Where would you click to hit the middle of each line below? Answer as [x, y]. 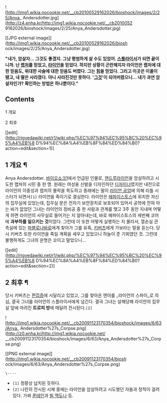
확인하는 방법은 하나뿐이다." [51, 83]
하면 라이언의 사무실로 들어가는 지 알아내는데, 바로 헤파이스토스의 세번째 [80, 215]
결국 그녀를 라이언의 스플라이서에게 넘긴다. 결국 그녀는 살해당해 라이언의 [81, 302]
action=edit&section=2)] [30, 266]
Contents [20, 100]
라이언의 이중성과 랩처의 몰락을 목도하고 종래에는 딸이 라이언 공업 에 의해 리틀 [80, 190]
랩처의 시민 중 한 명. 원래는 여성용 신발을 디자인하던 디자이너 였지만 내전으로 [87, 184]
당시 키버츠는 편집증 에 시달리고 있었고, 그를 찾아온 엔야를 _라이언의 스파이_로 [80, 295]
